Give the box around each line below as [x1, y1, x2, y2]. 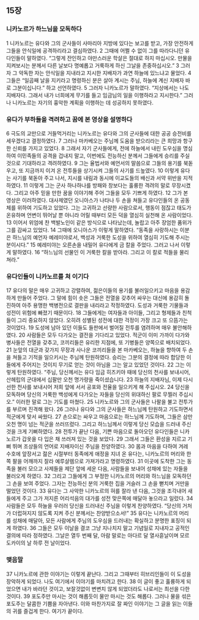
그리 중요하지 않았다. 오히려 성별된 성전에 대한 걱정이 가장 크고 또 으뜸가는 [17, 317, 188, 324]
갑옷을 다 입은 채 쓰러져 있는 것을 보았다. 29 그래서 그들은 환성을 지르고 [21, 435, 187, 442]
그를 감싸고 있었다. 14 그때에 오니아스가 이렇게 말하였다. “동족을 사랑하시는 [6, 226, 179, 233]
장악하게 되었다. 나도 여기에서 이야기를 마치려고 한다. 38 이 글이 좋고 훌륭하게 [6, 578, 185, 585]
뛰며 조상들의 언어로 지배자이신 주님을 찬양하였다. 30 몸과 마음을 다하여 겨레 [12, 443, 188, 450]
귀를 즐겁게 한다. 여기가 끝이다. [12, 608, 84, 615]
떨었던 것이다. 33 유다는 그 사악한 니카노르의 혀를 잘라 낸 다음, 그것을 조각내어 [6, 488, 187, 495]
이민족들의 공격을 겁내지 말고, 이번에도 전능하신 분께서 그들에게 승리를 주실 [17, 152, 190, 159]
